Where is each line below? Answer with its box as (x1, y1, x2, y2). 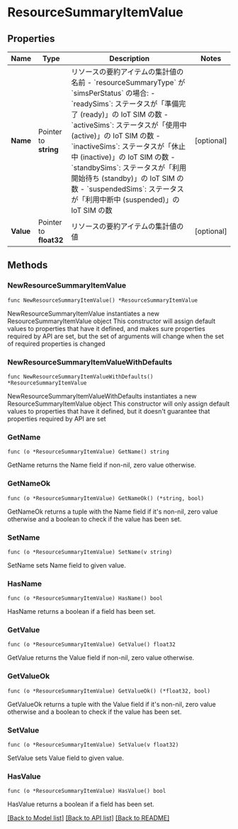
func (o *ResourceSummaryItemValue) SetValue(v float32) (7, 742, 179, 749)
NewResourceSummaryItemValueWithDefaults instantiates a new (7, 391, 197, 400)
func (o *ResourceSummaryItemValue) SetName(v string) (7, 548, 173, 556)
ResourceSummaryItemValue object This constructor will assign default (7, 317, 216, 325)
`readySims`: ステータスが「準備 (71, 99, 179, 109)
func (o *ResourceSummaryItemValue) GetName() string (7, 448, 170, 455)
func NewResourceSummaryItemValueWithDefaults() (7, 373, 154, 380)
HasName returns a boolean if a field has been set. (7, 607, 156, 616)
